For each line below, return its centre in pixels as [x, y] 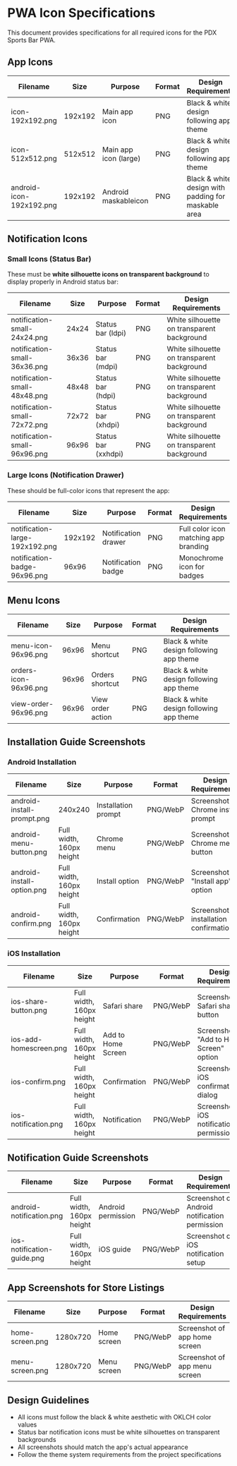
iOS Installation [34, 954]
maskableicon [125, 200]
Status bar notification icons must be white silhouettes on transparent [119, 1432]
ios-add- [27, 1039]
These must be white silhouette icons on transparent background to [108, 274]
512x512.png [34, 158]
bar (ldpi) [111, 333]
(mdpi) [107, 367]
